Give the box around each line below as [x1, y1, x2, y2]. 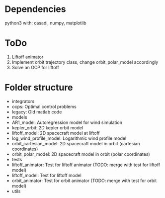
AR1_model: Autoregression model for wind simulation [11, 119, 123, 125]
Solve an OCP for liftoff [11, 64, 59, 70]
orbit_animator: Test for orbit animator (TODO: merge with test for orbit [11, 178, 157, 184]
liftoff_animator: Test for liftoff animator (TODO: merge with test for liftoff [11, 162, 161, 168]
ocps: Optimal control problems [11, 103, 77, 109]
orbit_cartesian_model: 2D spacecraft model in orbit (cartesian [11, 140, 140, 146]
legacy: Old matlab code [11, 108, 62, 115]
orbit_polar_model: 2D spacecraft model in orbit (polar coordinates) [11, 151, 150, 157]
